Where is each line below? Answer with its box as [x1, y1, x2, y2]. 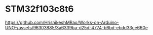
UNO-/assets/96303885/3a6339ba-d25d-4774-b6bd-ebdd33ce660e [5, 24, 148, 30]
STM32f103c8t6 [5, 3, 74, 15]
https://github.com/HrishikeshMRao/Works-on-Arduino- [5, 19, 119, 25]
